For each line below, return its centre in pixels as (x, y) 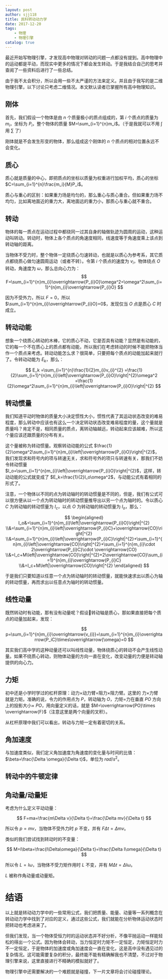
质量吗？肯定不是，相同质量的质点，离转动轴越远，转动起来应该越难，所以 (82, 429)
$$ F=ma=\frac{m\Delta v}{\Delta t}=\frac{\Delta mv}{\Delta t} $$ (84, 818)
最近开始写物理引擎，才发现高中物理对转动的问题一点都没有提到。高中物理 (82, 57)
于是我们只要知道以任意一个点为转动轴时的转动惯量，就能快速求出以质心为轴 (84, 576)
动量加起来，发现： (33, 619)
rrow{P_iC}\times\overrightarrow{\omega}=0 (80, 639)
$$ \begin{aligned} (84, 517)
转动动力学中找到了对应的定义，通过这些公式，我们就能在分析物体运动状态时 (84, 919)
